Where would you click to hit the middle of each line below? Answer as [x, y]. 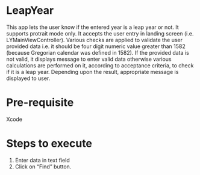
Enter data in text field [42, 160]
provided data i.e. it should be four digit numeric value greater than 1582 [96, 46]
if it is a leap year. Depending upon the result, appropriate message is [92, 72]
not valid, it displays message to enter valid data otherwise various [89, 59]
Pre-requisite [40, 103]
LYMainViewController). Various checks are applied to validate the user [94, 40]
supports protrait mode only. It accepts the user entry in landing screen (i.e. [100, 33]
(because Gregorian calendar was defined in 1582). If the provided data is [98, 52]
